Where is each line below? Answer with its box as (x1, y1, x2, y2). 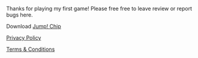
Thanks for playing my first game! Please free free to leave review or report (6, 5, 193, 12)
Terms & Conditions (6, 46, 55, 53)
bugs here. (6, 11, 33, 18)
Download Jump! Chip (6, 23, 61, 30)
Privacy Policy (6, 34, 41, 41)
